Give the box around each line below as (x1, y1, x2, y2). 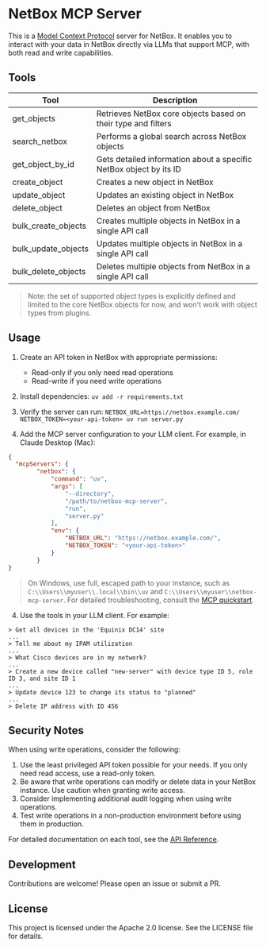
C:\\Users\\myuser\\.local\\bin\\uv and (27, 586, 163, 596)
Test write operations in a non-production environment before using (19, 811, 241, 821)
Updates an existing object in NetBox (96, 189, 234, 200)
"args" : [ (50, 482, 83, 491)
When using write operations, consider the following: (8, 744, 180, 755)
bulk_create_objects (12, 220, 87, 231)
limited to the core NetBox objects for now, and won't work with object (27, 300, 257, 309)
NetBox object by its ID (96, 164, 182, 175)
